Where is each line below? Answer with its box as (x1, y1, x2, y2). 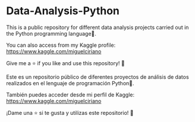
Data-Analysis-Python (6, 4, 120, 18)
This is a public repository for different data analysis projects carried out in (6, 24, 189, 31)
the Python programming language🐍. (6, 30, 97, 37)
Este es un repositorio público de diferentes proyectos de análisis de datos (6, 73, 189, 81)
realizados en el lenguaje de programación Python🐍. (6, 79, 135, 86)
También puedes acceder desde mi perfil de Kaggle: (6, 91, 135, 98)
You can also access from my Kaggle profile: (6, 41, 116, 49)
